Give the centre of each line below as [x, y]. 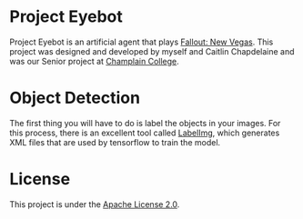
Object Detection [75, 98]
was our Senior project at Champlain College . [94, 61]
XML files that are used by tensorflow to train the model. [115, 142]
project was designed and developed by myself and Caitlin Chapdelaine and [152, 51]
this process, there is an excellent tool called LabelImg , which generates [145, 133]
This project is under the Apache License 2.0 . [95, 204]
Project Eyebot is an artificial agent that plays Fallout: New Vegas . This [141, 42]
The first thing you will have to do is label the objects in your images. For [145, 123]
